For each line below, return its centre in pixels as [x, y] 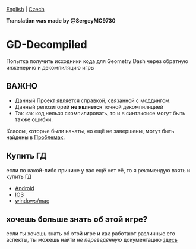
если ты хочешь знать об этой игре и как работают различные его [91, 234]
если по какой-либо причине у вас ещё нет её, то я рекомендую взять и [98, 170]
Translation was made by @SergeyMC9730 [61, 21]
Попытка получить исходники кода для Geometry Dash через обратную [97, 61]
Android [24, 188]
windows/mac [32, 201]
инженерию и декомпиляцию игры [50, 67]
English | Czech [25, 9]
